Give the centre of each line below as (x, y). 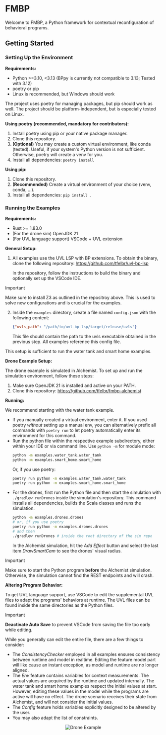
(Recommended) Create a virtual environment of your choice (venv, (82, 184)
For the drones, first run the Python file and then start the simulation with (86, 492)
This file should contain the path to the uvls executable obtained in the (84, 336)
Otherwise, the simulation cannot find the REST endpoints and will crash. (80, 575)
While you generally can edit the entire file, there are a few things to (74, 639)
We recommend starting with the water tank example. (60, 410)
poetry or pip (26, 89)
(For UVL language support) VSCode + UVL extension (67, 239)
